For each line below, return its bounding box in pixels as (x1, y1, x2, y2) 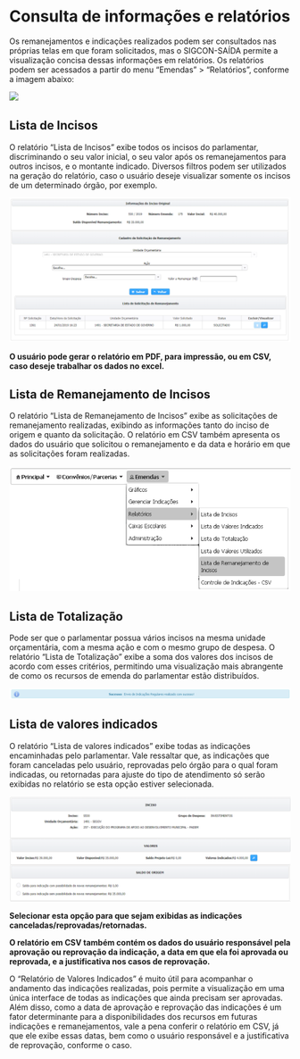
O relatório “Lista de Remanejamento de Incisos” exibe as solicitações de (9, 410, 279, 421)
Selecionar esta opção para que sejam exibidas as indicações (9, 910, 243, 921)
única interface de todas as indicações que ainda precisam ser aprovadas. (9, 992, 283, 1003)
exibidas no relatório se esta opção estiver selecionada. (9, 779, 214, 789)
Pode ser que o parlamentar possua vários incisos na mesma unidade (9, 632, 266, 643)
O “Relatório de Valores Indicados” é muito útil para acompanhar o (9, 973, 254, 984)
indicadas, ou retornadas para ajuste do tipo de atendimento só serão (9, 769, 265, 780)
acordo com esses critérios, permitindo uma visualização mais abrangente (9, 661, 284, 671)
